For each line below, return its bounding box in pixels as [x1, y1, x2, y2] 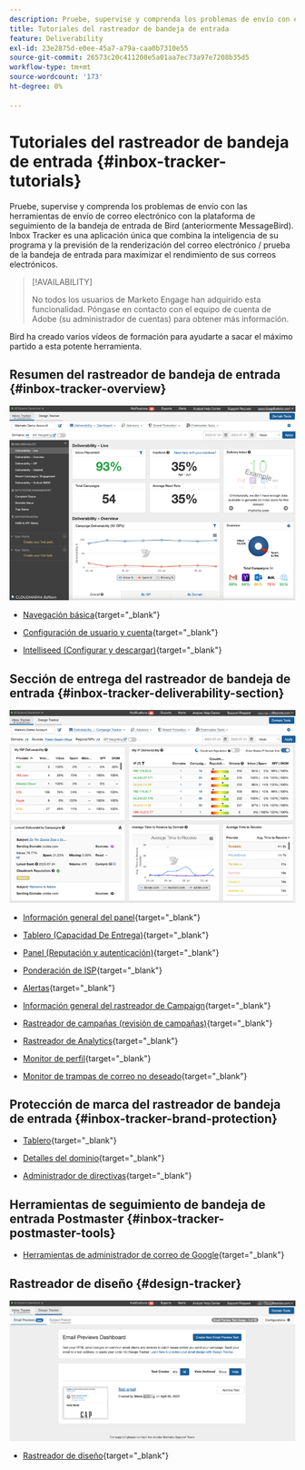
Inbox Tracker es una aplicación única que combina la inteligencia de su [9, 229, 279, 240]
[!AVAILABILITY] [31, 276, 93, 287]
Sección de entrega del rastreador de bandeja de [9, 671, 291, 686]
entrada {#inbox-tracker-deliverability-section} [9, 685, 285, 701]
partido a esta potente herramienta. [9, 340, 143, 351]
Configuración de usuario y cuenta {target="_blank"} [22, 627, 219, 638]
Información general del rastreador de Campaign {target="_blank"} [22, 999, 271, 1010]
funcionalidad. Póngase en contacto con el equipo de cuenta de [31, 303, 271, 314]
